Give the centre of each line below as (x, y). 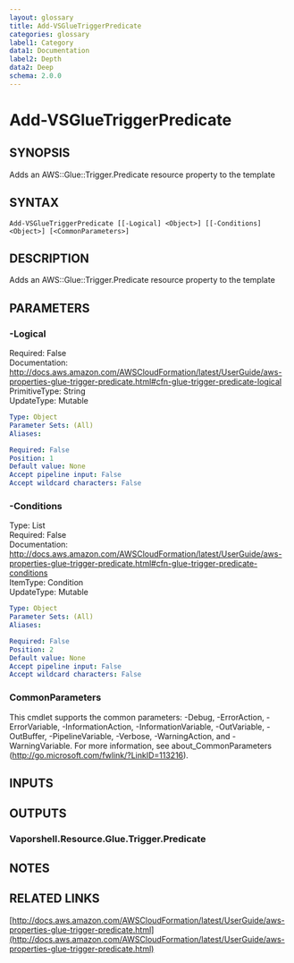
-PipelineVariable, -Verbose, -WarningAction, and (139, 736)
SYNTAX (34, 203)
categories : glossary (50, 34)
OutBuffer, (28, 736)
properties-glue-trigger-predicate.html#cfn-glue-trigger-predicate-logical (146, 382)
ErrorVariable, (35, 727)
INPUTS (31, 784)
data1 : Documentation (50, 51)
